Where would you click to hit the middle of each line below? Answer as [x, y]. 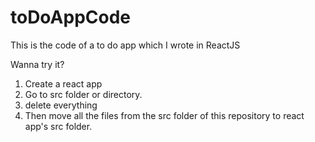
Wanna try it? [37, 64]
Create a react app [63, 83]
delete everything [61, 105]
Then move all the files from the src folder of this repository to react [164, 115]
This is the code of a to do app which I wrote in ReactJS [125, 45]
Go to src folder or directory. [83, 94]
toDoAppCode [71, 17]
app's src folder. [58, 126]
